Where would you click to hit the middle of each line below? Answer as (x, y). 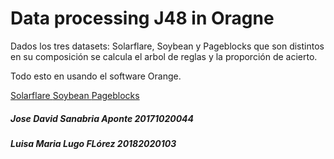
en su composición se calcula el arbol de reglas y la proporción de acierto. (164, 56)
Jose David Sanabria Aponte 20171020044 (102, 118)
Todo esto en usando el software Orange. (96, 76)
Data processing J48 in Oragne (142, 18)
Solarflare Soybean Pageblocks (75, 95)
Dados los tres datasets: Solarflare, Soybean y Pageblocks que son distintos (167, 46)
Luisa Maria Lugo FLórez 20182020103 (93, 143)
